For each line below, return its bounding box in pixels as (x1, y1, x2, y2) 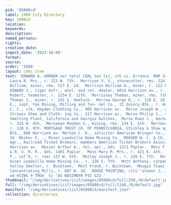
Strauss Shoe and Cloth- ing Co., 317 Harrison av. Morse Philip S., (10, 111, 163, 117)
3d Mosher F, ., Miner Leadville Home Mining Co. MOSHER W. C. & (10, 135, 156, 140)
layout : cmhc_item (5, 69, 44, 74)
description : (5, 31, 33, 36)
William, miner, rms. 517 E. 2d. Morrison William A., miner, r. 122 (10, 83, 163, 88)
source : (5, 60, 22, 65)
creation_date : (5, 45, 38, 50)
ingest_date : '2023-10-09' (5, 50, 63, 55)
